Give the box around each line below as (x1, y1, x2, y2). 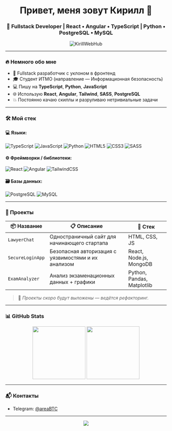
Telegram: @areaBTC (12, 406, 58, 412)
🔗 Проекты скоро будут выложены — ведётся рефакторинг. (17, 294, 149, 301)
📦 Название (10, 222, 42, 230)
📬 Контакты (5, 392, 39, 399)
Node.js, (128, 254, 148, 261)
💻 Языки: (5, 130, 27, 136)
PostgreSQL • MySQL (59, 29, 113, 36)
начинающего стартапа (49, 239, 109, 246)
